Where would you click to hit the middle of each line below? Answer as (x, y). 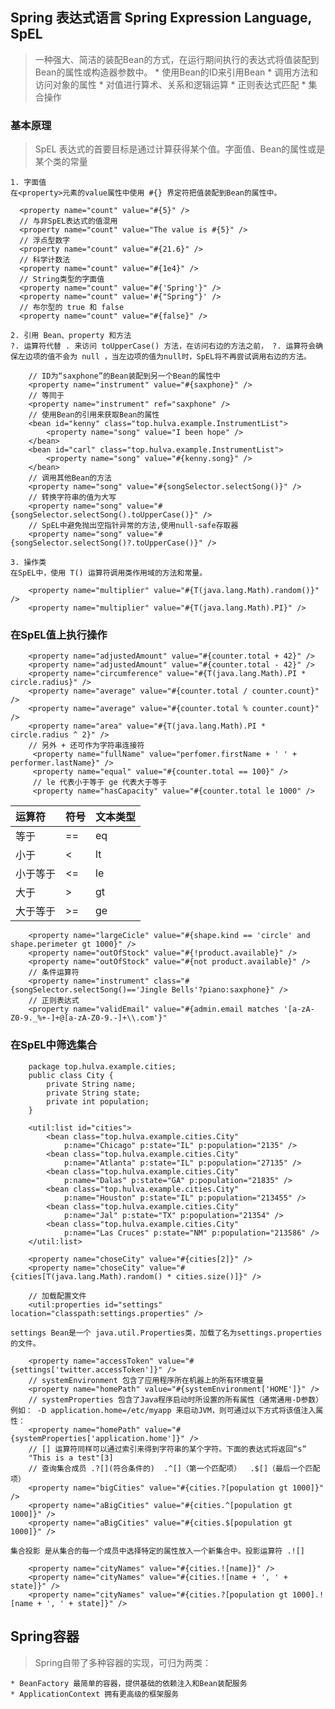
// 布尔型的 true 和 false (72, 308)
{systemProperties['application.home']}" (98, 1438)
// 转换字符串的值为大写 (72, 498)
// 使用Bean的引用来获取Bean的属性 (94, 415)
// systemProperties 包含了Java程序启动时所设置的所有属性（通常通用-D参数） (176, 1399)
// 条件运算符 (54, 973)
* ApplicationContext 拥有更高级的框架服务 (95, 1694)
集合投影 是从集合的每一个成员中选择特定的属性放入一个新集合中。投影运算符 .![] (158, 1551)
